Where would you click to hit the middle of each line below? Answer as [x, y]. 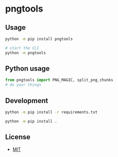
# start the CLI [22, 48]
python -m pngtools [26, 53]
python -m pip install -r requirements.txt [51, 112]
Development [27, 101]
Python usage [28, 69]
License [18, 137]
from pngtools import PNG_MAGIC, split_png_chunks [59, 80]
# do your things [23, 85]
